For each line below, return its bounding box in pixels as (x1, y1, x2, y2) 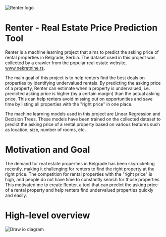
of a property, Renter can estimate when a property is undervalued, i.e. (5, 85, 150, 91)
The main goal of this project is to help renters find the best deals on (5, 75, 145, 81)
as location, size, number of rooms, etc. (5, 126, 86, 132)
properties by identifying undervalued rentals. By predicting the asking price (5, 80, 161, 86)
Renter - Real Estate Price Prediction (5, 22, 158, 33)
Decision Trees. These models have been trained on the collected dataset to (5, 116, 161, 122)
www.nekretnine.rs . (5, 65, 46, 71)
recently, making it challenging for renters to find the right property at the (5, 166, 155, 172)
